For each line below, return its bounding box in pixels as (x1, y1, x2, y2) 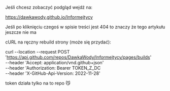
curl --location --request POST (5, 49, 70, 55)
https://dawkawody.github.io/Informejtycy (5, 14, 93, 20)
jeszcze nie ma (5, 29, 37, 35)
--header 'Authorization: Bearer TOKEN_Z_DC (5, 65, 101, 71)
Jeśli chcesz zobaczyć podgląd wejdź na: (5, 5, 93, 10)
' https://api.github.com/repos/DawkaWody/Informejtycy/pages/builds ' (5, 54, 152, 60)
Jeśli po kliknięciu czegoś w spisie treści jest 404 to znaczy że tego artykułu (5, 24, 165, 30)
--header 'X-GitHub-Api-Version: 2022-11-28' (5, 70, 100, 76)
